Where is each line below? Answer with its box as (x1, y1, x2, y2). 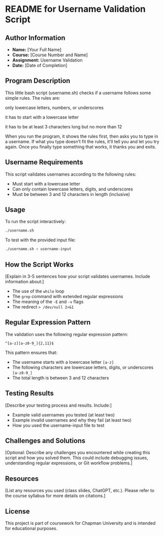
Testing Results (5, 389, 54, 398)
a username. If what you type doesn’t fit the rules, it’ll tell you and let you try (5, 138, 160, 144)
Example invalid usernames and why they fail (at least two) (12, 417, 132, 423)
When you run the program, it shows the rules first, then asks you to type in (5, 133, 159, 139)
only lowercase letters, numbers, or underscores (5, 105, 104, 111)
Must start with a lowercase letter (12, 181, 80, 187)
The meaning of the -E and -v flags (12, 299, 84, 305)
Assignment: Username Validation (12, 57, 83, 63)
